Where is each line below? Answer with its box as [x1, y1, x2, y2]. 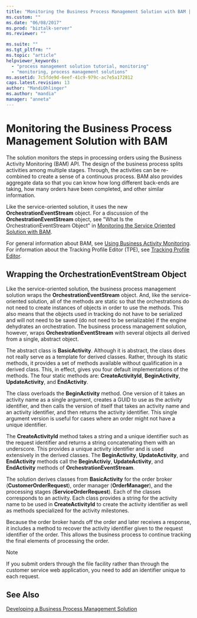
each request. [6, 572, 40, 580]
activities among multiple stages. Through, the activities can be [6, 166, 160, 173]
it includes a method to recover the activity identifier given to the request [6, 525, 183, 532]
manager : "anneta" [6, 96, 51, 102]
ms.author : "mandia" [6, 91, 57, 97]
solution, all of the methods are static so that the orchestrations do [27, 297, 190, 305]
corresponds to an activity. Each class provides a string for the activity [6, 494, 178, 501]
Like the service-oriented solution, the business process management [6, 285, 176, 292]
